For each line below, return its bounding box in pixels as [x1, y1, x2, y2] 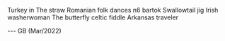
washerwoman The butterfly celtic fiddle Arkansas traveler [7, 13, 179, 22]
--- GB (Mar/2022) [7, 27, 62, 35]
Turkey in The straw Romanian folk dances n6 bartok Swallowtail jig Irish [7, 6, 219, 14]
